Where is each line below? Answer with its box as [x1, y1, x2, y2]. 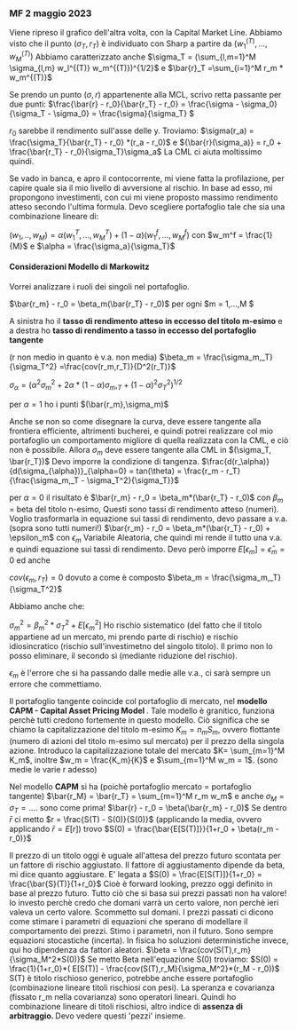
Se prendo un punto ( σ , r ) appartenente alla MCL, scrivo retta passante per [9, 90, 282, 100]
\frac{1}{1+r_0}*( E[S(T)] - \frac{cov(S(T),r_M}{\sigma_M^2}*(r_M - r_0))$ [9, 963, 280, 974]
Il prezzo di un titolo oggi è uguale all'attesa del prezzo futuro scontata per [9, 850, 281, 860]
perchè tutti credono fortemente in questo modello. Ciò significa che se [9, 715, 270, 725]
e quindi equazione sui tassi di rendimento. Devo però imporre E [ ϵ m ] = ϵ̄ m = [9, 543, 285, 557]
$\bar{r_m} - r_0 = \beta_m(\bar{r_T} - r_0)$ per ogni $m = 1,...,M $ [9, 298, 254, 309]
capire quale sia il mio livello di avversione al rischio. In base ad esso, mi [9, 183, 273, 193]
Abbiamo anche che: [9, 601, 85, 612]
